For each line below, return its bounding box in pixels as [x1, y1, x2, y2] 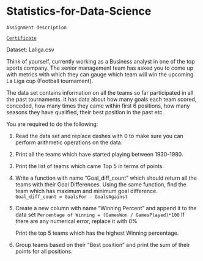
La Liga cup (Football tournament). [6, 77, 94, 84]
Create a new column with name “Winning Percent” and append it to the [15, 204, 197, 211]
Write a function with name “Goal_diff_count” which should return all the [15, 174, 197, 182]
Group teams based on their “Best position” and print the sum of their [15, 241, 190, 248]
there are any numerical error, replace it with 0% [15, 217, 138, 224]
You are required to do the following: [6, 120, 98, 128]
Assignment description [6, 24, 67, 31]
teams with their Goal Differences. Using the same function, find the [15, 180, 186, 188]
